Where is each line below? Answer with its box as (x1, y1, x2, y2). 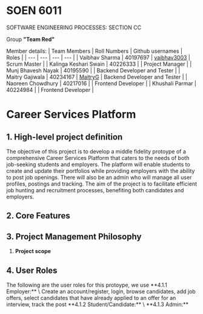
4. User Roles (6, 265, 58, 276)
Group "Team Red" (6, 35, 55, 43)
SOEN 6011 (6, 4, 62, 18)
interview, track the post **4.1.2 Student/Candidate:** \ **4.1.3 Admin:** (6, 301, 189, 308)
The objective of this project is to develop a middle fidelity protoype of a (6, 147, 187, 155)
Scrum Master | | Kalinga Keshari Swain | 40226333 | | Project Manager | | (6, 60, 192, 68)
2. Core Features (6, 211, 71, 221)
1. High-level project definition (6, 131, 123, 142)
